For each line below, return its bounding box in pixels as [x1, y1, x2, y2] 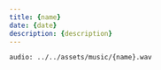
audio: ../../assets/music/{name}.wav [9, 53, 152, 62]
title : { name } [9, 12, 62, 22]
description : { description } [9, 29, 113, 38]
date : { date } [9, 21, 57, 30]
